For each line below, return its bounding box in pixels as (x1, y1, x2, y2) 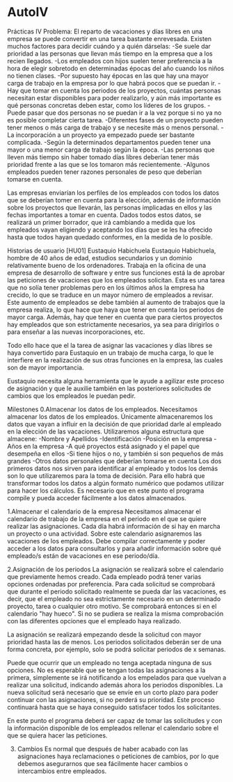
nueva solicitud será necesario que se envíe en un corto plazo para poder (7, 688, 218, 696)
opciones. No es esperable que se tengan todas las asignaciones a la (7, 666, 206, 674)
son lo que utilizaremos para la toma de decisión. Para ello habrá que (7, 471, 205, 480)
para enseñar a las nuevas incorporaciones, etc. (7, 328, 145, 336)
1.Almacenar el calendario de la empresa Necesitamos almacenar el (7, 507, 202, 516)
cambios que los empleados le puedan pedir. (7, 391, 136, 400)
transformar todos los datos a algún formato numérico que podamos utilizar (7, 479, 225, 487)
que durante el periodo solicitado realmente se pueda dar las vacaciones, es (7, 587, 227, 596)
